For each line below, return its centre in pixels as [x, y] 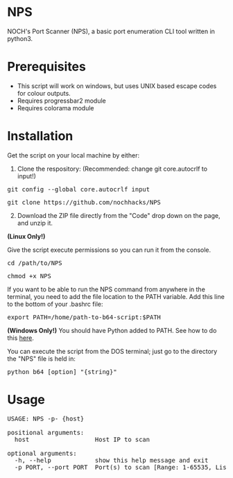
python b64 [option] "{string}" [62, 372]
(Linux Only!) [26, 236]
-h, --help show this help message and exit [111, 460]
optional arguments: [42, 453]
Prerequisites [47, 67]
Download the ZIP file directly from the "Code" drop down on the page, [119, 215]
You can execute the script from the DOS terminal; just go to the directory [112, 351]
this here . [21, 338]
